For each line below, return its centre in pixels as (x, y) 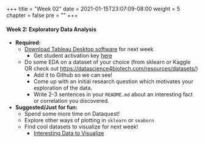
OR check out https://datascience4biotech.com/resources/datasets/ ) (111, 69)
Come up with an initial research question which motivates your (113, 82)
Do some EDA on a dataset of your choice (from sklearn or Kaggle (107, 62)
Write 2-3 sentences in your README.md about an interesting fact (113, 94)
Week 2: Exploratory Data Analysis (51, 29)
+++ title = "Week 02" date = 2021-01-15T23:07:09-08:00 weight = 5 (93, 9)
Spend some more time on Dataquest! (72, 114)
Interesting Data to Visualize (69, 133)
